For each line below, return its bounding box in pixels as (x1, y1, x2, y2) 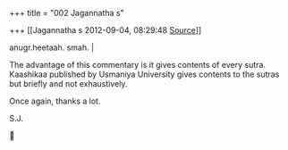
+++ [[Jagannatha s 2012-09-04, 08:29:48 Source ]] (9, 25, 202, 35)
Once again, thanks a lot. (9, 96, 101, 106)
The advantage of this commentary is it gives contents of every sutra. (9, 60, 267, 70)
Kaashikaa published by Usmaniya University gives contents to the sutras (9, 69, 280, 79)
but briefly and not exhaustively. (9, 79, 128, 88)
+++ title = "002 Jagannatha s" (9, 8, 124, 18)
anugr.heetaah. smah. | (9, 42, 95, 53)
